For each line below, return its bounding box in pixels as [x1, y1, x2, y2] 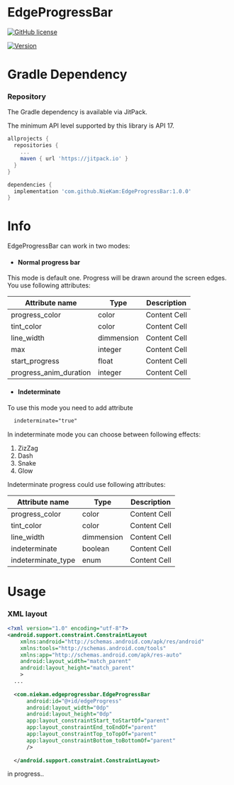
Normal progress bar [17, 258, 80, 266]
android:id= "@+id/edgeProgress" [26, 697, 122, 705]
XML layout [7, 608, 48, 618]
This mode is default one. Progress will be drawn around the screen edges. [7, 274, 227, 282]
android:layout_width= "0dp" [26, 704, 110, 711]
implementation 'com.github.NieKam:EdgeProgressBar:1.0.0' [13, 187, 192, 195]
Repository [7, 92, 46, 101]
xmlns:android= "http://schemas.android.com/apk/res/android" [20, 638, 204, 645]
